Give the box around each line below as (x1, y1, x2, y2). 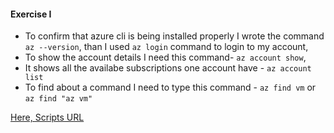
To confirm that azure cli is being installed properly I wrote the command (24, 30, 325, 42)
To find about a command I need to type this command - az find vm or (24, 81, 317, 94)
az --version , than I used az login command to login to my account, (24, 41, 309, 53)
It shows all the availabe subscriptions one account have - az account (24, 62, 312, 74)
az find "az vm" (24, 94, 93, 104)
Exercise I (10, 8, 52, 20)
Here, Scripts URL (10, 111, 85, 124)
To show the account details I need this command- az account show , (24, 51, 307, 64)
